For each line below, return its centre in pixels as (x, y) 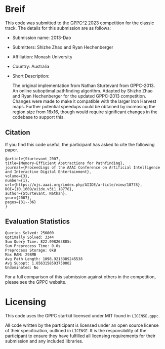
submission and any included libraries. (44, 341)
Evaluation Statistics (38, 222)
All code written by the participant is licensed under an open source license (82, 325)
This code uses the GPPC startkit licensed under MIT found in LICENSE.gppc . (82, 315)
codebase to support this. (39, 117)
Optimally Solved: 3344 (30, 237)
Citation (18, 133)
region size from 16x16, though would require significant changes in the (85, 112)
